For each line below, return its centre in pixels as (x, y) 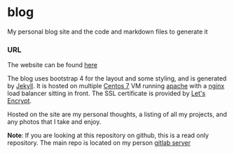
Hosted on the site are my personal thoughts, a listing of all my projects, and (117, 114)
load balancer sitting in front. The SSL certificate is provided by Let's (106, 93)
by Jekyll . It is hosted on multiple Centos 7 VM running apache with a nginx (116, 86)
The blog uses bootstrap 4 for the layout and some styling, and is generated (117, 78)
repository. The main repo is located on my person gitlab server (99, 143)
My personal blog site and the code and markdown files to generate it (108, 31)
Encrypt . (20, 101)
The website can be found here (53, 65)
